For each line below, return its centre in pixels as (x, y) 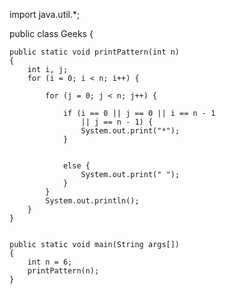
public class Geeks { (51, 33)
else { (76, 166)
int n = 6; (50, 262)
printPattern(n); (63, 271)
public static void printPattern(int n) (95, 52)
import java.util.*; (45, 14)
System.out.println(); (92, 201)
